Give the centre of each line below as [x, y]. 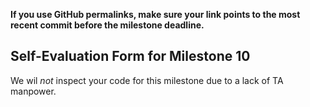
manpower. [33, 91]
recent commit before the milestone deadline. [107, 25]
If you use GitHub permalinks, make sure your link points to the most [155, 14]
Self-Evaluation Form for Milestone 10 [130, 56]
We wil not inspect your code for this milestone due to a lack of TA [147, 80]
